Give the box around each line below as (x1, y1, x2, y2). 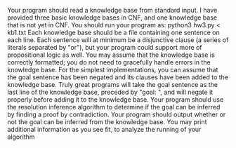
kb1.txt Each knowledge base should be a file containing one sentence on (7, 28, 220, 36)
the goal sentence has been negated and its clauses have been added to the (7, 73, 229, 81)
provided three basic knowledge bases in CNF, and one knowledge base (7, 13, 218, 22)
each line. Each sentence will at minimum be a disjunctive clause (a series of (7, 36, 229, 44)
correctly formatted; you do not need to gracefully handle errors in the (7, 58, 211, 66)
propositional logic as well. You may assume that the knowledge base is (7, 51, 216, 59)
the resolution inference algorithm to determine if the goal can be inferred (7, 103, 221, 111)
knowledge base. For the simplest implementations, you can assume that (7, 66, 218, 74)
